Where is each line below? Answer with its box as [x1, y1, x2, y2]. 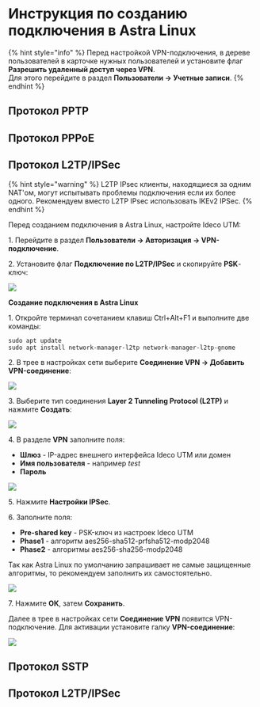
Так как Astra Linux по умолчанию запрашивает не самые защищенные [8, 560, 251, 569]
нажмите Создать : [8, 405, 73, 414]
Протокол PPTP [8, 105, 90, 118]
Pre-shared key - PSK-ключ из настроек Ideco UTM [19, 527, 194, 537]
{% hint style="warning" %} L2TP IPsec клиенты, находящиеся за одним [8, 179, 251, 188]
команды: [8, 321, 41, 331]
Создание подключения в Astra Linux [8, 298, 139, 307]
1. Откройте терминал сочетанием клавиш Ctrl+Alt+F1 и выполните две [8, 313, 250, 322]
